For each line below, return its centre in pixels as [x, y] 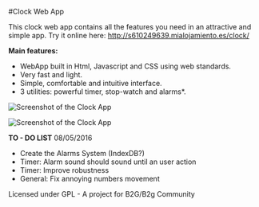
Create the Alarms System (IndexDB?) [82, 153]
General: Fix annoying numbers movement [90, 179]
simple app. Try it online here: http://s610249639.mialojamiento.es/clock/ [129, 35]
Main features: [33, 51]
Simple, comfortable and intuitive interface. [91, 83]
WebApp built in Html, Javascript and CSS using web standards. [126, 66]
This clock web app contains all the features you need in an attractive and [130, 27]
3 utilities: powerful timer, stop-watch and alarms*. [103, 92]
